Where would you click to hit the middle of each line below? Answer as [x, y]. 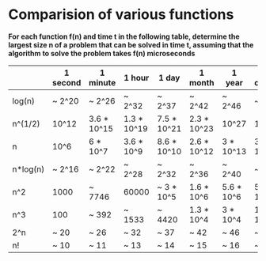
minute [102, 82]
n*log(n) [28, 169]
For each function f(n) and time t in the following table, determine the [124, 36]
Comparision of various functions [121, 15]
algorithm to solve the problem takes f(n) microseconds [102, 53]
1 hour [137, 78]
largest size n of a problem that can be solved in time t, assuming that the [131, 44]
